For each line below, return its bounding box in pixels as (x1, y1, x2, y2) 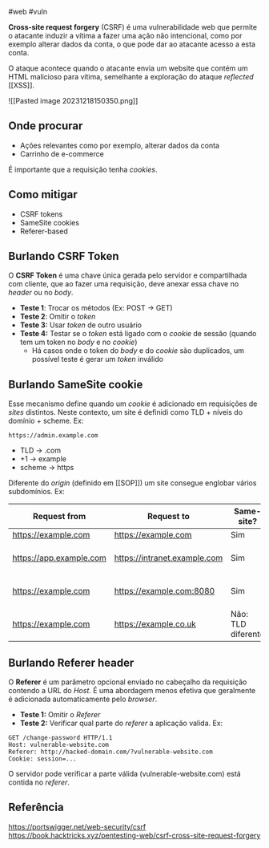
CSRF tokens (19, 209, 63, 219)
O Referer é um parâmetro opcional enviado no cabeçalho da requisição (8, 677, 247, 687)
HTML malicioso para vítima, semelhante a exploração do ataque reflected (8, 72, 254, 81)
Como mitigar (8, 188, 78, 201)
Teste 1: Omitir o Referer (19, 710, 101, 720)
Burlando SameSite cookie (8, 377, 143, 392)
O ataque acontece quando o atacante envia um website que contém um (8, 63, 248, 73)
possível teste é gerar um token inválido (31, 355, 164, 364)
